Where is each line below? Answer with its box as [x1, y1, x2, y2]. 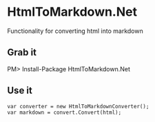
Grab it [7, 47, 37, 58]
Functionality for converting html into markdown [7, 27, 143, 35]
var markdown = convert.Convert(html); [7, 109, 122, 116]
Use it [7, 85, 32, 97]
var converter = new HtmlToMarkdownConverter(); [7, 103, 149, 110]
